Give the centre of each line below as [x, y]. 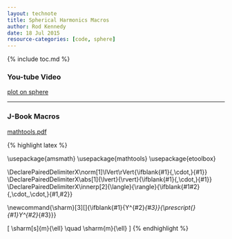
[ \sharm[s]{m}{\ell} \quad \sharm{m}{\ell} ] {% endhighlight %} [98, 228]
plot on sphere [28, 92]
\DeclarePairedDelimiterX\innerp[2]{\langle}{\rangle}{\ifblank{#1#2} [104, 186]
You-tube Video [34, 77]
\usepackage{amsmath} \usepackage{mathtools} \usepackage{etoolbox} [112, 158]
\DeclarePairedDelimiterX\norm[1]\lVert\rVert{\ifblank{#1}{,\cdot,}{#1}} [107, 172]
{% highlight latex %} [37, 145]
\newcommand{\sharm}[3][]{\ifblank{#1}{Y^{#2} [76, 207]
